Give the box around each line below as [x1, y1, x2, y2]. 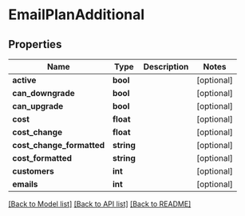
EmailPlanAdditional [8, 6, 145, 24]
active [12, 74, 37, 86]
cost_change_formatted [12, 140, 105, 150]
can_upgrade [12, 101, 64, 111]
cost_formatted [12, 153, 73, 163]
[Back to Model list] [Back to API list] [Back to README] [8, 199, 192, 209]
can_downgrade [12, 88, 75, 98]
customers [12, 166, 54, 177]
